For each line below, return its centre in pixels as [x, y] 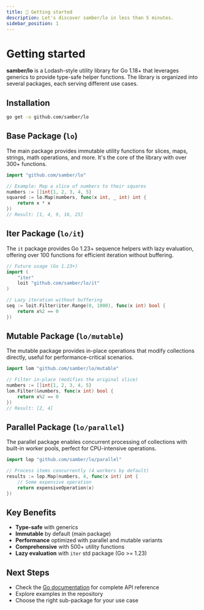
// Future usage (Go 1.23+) [42, 266]
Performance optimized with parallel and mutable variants [89, 540]
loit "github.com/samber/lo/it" [59, 283]
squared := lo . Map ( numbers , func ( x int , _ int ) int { [77, 198]
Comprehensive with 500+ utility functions [70, 547]
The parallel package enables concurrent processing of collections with [97, 442]
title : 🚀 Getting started [39, 12]
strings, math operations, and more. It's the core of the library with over [96, 157]
